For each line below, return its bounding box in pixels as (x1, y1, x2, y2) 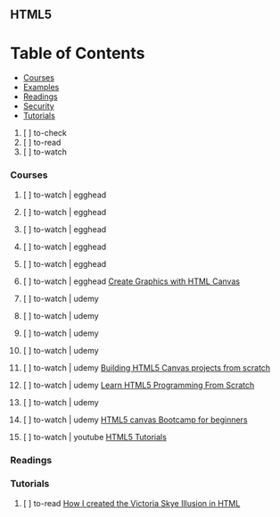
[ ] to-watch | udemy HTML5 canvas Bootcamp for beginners (22, 414, 248, 425)
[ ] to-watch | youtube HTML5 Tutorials (22, 431, 168, 442)
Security (22, 101, 54, 112)
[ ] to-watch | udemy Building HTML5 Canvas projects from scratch (22, 362, 271, 373)
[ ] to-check (22, 128, 68, 138)
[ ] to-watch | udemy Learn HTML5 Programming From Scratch (22, 379, 255, 390)
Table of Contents (10, 43, 145, 63)
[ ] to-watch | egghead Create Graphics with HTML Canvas (22, 276, 240, 287)
